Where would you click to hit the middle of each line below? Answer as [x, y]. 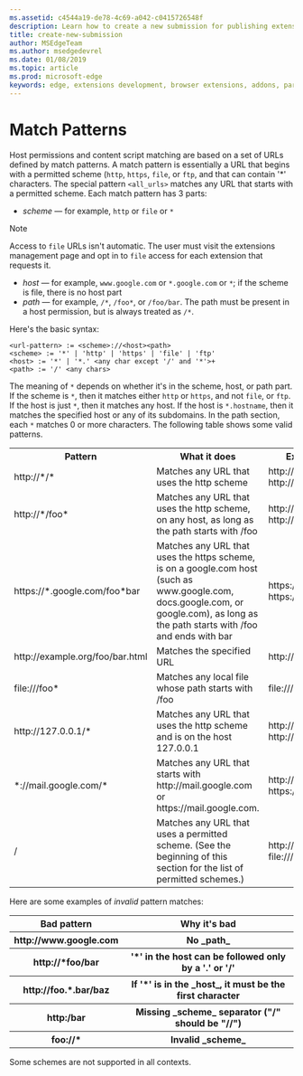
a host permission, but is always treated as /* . [108, 311]
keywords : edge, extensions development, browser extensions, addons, [145, 85]
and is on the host [194, 736]
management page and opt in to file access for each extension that [136, 255]
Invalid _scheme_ [208, 1039]
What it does [208, 456]
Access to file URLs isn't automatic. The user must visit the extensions [142, 246]
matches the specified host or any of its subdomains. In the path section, [145, 415]
